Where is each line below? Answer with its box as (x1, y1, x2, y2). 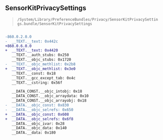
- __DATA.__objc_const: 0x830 (5, 103, 69, 108)
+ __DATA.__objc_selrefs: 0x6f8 (5, 116, 74, 121)
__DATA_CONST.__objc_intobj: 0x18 (11, 89, 82, 94)
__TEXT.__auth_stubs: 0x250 (11, 53, 69, 58)
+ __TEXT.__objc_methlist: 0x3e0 (5, 66, 76, 71)
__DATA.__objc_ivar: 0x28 (11, 121, 65, 126)
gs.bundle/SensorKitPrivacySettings (17, 21, 92, 26)
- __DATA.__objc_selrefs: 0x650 (5, 107, 74, 112)
